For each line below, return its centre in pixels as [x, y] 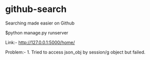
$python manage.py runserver [37, 32]
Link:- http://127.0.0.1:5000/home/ [40, 42]
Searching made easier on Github [40, 23]
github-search [36, 9]
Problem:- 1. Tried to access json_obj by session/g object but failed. [76, 52]
